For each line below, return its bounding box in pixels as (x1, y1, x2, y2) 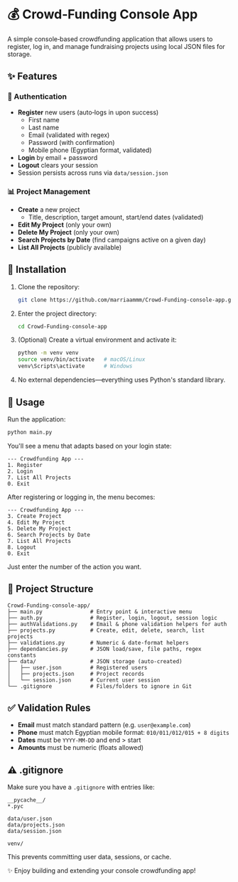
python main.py (7, 429, 53, 436)
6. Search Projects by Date (7, 531, 91, 538)
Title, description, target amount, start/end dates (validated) (28, 213, 204, 221)
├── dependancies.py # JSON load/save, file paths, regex (7, 645, 202, 652)
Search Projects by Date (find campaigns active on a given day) (17, 235, 206, 244)
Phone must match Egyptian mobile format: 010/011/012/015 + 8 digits (17, 728, 229, 737)
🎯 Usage (7, 396, 45, 408)
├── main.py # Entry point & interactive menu (7, 608, 193, 615)
